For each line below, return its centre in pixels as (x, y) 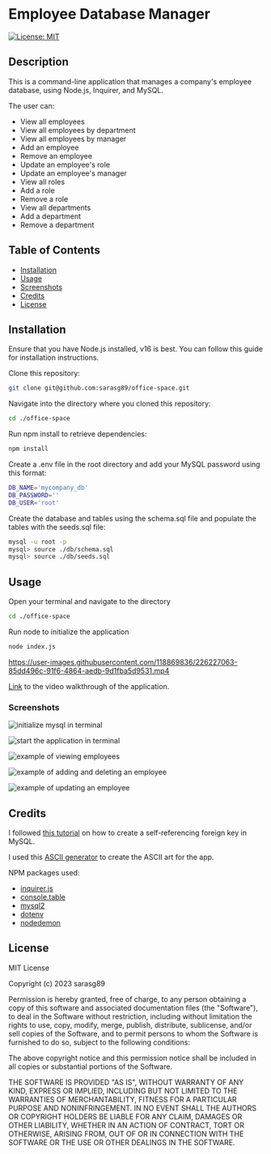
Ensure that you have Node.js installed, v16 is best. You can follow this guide (135, 349)
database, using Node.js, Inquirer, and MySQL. (86, 90)
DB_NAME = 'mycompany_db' (49, 488)
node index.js (32, 646)
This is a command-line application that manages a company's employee (130, 81)
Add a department (50, 216)
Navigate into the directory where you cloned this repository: (110, 404)
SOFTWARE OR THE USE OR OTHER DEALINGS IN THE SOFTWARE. (122, 1142)
